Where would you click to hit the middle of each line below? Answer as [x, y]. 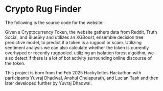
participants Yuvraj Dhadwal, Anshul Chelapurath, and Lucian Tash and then [82, 78]
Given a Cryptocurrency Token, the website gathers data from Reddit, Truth [81, 32]
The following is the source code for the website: [54, 23]
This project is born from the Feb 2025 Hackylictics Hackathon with [73, 72]
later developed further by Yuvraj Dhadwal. [48, 83]
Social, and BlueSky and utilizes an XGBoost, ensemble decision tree [74, 37]
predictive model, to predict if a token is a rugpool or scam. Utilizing [73, 42]
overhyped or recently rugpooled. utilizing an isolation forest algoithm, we [80, 53]
